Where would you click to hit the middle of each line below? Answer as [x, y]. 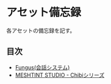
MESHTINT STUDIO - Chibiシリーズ [60, 75]
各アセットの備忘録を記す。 [41, 30]
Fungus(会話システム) [42, 67]
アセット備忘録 [44, 12]
